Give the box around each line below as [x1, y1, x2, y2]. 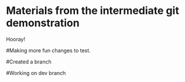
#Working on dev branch [6, 69, 66, 76]
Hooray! [6, 35, 26, 42]
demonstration [6, 16, 80, 30]
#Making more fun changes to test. [6, 47, 91, 54]
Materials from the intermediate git [6, 4, 180, 17]
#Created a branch [6, 58, 52, 65]
